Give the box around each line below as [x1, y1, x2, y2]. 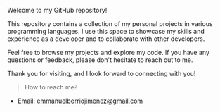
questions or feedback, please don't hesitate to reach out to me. [7, 56, 193, 64]
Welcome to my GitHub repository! [7, 6, 108, 14]
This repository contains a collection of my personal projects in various [7, 20, 213, 27]
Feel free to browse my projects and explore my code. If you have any [7, 49, 209, 56]
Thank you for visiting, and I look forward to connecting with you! [7, 70, 196, 77]
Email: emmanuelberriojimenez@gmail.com [17, 97, 143, 105]
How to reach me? [24, 83, 78, 91]
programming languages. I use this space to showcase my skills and [7, 27, 205, 35]
